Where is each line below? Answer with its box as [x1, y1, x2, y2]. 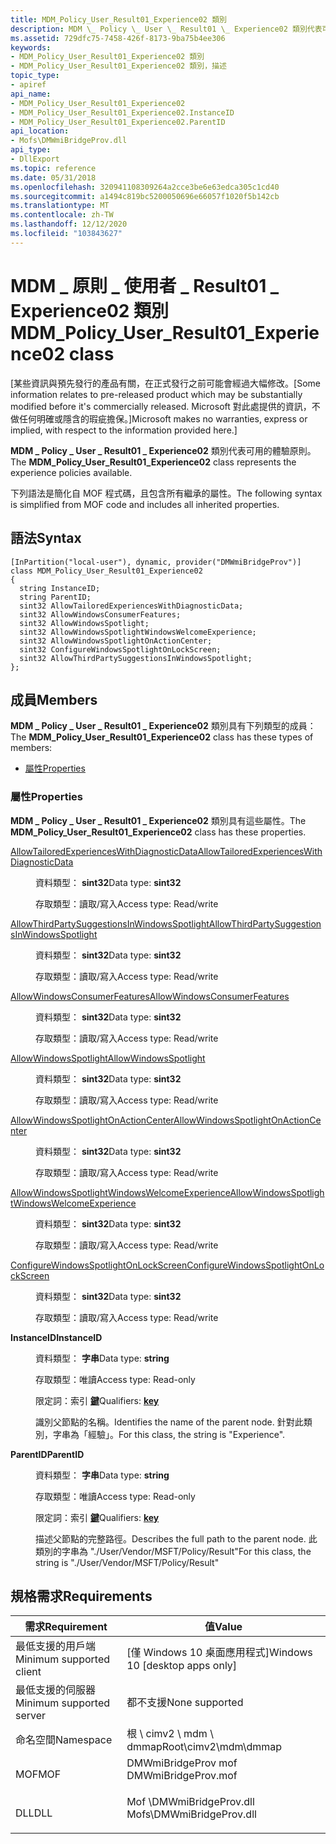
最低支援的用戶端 [15, 1639, 97, 1653]
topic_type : [10, 71, 60, 81]
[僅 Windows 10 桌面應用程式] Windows [126, 1646, 313, 1660]
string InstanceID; [19, 583, 101, 593]
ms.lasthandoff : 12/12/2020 [10, 219, 128, 230]
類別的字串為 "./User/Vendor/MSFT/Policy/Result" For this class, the [35, 1545, 312, 1557]
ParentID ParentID [10, 1448, 85, 1460]
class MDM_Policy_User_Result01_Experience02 [10, 566, 203, 576]
